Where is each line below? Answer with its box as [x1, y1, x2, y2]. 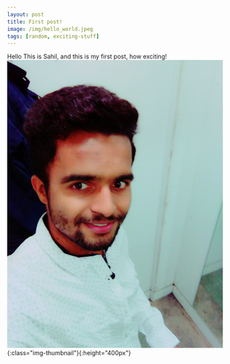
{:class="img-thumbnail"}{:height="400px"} [7, 349, 131, 357]
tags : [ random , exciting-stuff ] [7, 33, 99, 40]
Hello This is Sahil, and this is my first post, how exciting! [7, 52, 167, 61]
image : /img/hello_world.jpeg [7, 25, 94, 32]
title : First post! [7, 18, 63, 25]
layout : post [7, 11, 44, 18]
